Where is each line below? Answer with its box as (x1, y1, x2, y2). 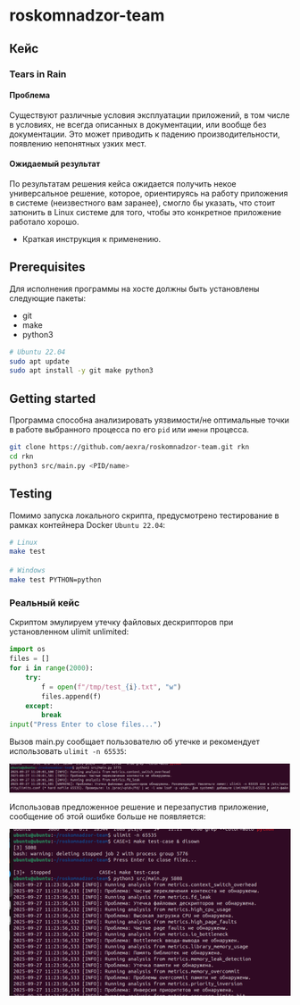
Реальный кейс (9, 596, 80, 608)
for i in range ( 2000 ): (9, 664, 94, 673)
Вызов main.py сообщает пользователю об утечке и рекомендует (9, 736, 261, 747)
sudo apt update (9, 356, 70, 366)
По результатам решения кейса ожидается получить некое (9, 178, 237, 188)
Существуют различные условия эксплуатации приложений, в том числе (9, 109, 290, 121)
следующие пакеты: (9, 292, 87, 304)
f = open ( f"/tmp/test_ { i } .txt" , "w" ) (41, 683, 181, 691)
